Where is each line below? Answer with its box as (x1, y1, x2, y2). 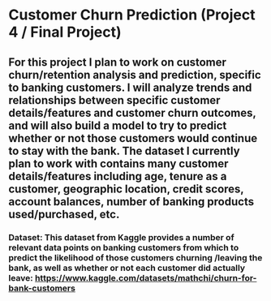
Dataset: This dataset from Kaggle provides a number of (8, 231, 234, 243)
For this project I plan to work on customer (8, 55, 227, 69)
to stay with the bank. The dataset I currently (8, 144, 241, 157)
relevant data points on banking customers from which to (8, 242, 239, 253)
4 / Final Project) (8, 23, 122, 41)
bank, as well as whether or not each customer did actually (8, 262, 246, 273)
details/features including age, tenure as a (8, 169, 227, 183)
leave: (8, 272, 34, 283)
